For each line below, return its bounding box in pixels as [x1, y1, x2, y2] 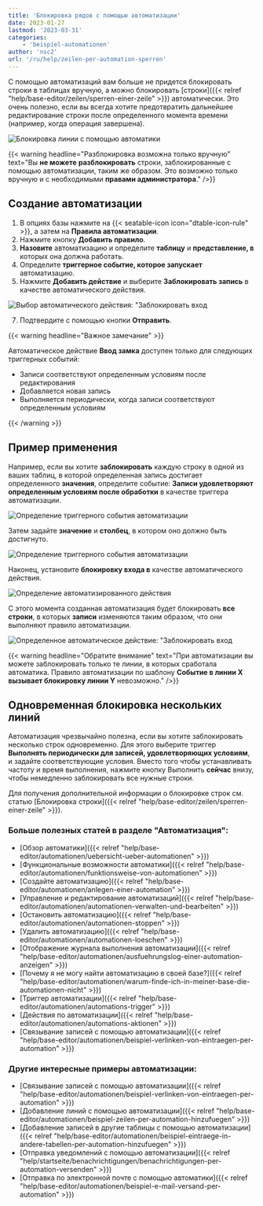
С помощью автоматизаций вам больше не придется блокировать [8, 76, 232, 87]
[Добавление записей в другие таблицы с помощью [19, 1123, 196, 1132]
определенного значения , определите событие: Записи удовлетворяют [8, 478, 254, 488]
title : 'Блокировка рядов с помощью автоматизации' [8, 11, 181, 20]
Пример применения [8, 441, 118, 455]
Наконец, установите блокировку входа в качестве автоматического [8, 564, 243, 574]
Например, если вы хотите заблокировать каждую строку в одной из [8, 462, 245, 471]
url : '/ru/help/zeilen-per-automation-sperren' [8, 56, 167, 64]
